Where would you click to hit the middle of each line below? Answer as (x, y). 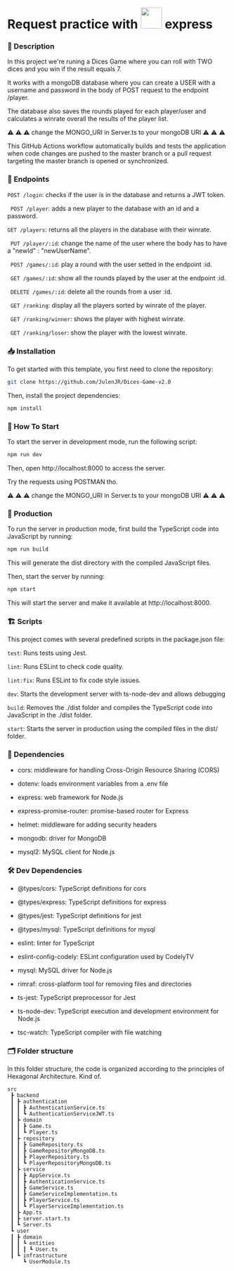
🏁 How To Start (33, 426)
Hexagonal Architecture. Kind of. (54, 1077)
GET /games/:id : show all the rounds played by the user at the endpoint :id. (118, 277)
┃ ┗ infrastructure (39, 1256)
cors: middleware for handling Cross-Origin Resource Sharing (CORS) (118, 770)
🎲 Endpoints (28, 180)
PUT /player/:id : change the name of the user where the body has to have (118, 243)
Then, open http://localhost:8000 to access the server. (86, 468)
